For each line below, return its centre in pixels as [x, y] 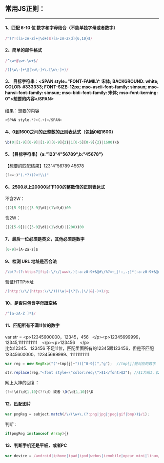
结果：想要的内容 [22, 111]
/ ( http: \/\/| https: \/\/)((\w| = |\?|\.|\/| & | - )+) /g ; [58, 291]
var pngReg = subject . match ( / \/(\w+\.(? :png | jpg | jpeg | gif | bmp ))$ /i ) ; [77, 414]
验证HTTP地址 [20, 282]
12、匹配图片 [18, 404]
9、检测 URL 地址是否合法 [31, 261]
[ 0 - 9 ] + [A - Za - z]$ [21, 250]
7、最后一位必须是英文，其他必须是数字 [45, 239]
